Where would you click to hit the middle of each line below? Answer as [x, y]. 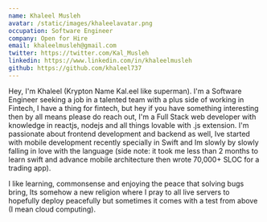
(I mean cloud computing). [52, 209]
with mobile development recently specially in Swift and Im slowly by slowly [133, 142]
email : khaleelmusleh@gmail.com [62, 46]
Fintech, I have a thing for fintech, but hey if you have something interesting [133, 108]
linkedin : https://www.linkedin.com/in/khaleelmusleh [101, 61]
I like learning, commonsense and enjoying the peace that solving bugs [126, 183]
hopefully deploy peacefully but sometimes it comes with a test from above [133, 200]
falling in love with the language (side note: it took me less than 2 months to [133, 150]
